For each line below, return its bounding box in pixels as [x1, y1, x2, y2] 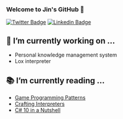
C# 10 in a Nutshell [14, 106, 61, 114]
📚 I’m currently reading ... [6, 75, 105, 85]
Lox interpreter [14, 58, 51, 65]
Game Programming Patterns [14, 94, 86, 101]
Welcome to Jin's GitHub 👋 [6, 5, 85, 14]
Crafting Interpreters [14, 100, 65, 107]
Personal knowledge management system [14, 51, 117, 58]
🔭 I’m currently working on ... [6, 35, 115, 46]
